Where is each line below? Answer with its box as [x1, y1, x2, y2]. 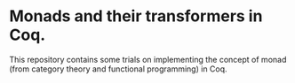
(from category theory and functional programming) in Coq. [9, 64, 228, 74]
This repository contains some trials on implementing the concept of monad [9, 54, 287, 64]
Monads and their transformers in [9, 6, 263, 26]
